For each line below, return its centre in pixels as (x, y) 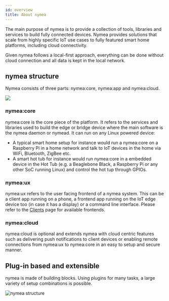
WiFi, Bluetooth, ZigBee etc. (41, 153)
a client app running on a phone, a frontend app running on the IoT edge (80, 199)
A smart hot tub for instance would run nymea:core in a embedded (82, 159)
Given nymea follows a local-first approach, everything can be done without (85, 55)
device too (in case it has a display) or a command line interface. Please (80, 204)
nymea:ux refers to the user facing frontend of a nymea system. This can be (85, 193)
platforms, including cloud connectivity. (46, 45)
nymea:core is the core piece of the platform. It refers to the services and (82, 122)
